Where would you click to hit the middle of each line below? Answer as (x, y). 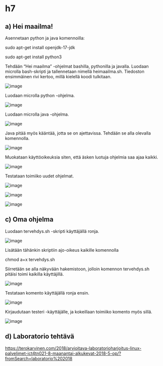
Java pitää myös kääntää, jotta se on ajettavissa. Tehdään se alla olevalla (78, 133)
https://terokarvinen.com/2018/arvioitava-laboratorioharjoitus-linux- (73, 348)
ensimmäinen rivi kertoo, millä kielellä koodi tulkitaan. (58, 77)
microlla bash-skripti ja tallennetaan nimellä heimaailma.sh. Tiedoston (75, 71)
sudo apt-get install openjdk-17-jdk (40, 47)
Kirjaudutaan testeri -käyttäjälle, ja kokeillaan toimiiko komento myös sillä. (79, 312)
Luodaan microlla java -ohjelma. (37, 114)
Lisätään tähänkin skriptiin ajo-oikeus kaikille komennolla (62, 250)
